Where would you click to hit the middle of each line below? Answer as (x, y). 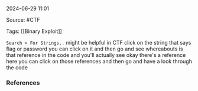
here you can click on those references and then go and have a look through (99, 61)
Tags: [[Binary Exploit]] (34, 31)
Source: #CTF (23, 20)
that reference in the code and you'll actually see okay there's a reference (96, 55)
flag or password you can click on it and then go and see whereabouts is (95, 49)
